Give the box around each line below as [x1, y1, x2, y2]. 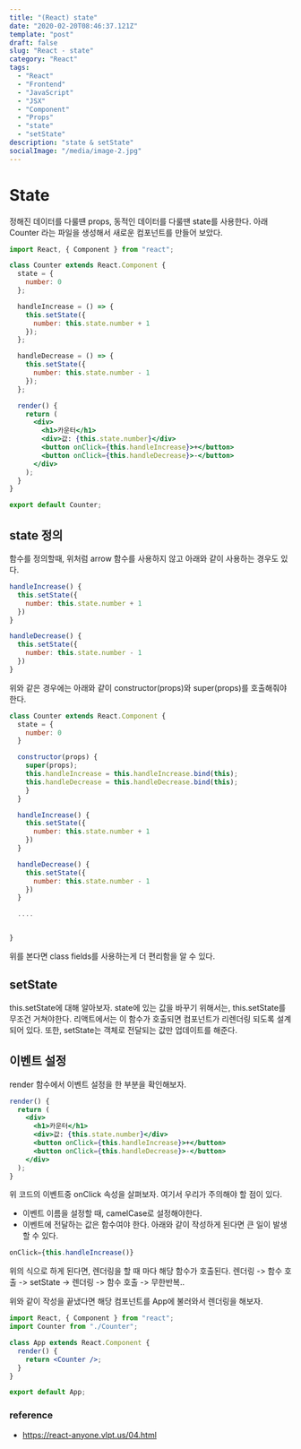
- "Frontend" [17, 80, 66, 89]
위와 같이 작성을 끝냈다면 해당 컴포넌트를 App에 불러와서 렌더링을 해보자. [9, 1296, 263, 1307]
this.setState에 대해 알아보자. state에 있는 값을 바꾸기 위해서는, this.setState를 [9, 1002, 287, 1013]
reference [9, 1409, 54, 1421]
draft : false [9, 38, 58, 47]
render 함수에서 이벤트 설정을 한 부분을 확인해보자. [9, 1079, 186, 1090]
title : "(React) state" [9, 13, 99, 22]
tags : [9, 64, 30, 73]
